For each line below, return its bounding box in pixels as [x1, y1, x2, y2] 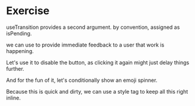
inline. [6, 94, 21, 101]
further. [6, 65, 25, 72]
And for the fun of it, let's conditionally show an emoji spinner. [6, 77, 158, 84]
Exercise [6, 4, 50, 18]
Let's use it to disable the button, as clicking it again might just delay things [6, 59, 190, 66]
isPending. [6, 29, 32, 37]
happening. [6, 47, 34, 54]
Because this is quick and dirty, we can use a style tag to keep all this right [6, 88, 188, 95]
